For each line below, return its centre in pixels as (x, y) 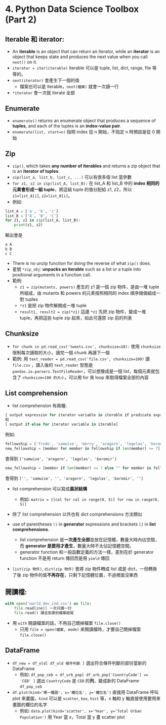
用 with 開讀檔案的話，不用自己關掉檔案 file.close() (66, 623)
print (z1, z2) (28, 225)
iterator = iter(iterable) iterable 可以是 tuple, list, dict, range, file (82, 68)
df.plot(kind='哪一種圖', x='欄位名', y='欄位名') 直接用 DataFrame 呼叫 (85, 692)
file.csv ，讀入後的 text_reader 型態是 (52, 365)
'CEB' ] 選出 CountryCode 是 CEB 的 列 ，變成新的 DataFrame (79, 680)
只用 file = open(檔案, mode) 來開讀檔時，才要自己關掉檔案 (80, 629)
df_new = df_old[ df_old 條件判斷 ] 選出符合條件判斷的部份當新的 (79, 663)
